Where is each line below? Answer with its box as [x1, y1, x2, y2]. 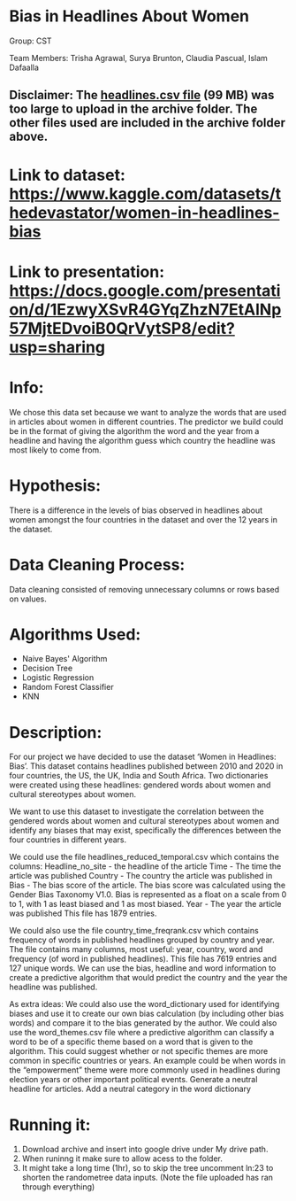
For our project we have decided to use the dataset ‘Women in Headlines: [9, 751, 277, 763]
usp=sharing [9, 337, 106, 357]
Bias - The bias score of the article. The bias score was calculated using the [9, 879, 285, 891]
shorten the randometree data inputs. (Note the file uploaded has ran [21, 1172, 274, 1183]
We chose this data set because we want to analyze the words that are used [9, 407, 287, 417]
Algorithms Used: [9, 624, 141, 644]
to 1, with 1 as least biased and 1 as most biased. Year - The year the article [9, 899, 282, 910]
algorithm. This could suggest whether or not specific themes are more [9, 1046, 269, 1057]
